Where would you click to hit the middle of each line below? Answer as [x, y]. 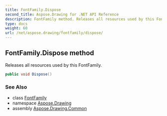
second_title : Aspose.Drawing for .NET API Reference [62, 14]
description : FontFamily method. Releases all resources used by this [80, 19]
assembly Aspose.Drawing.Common [49, 108]
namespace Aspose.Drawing [42, 103]
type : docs [16, 24]
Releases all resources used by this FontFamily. [53, 65]
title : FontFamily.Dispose [33, 10]
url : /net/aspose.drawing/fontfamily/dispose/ [54, 33]
